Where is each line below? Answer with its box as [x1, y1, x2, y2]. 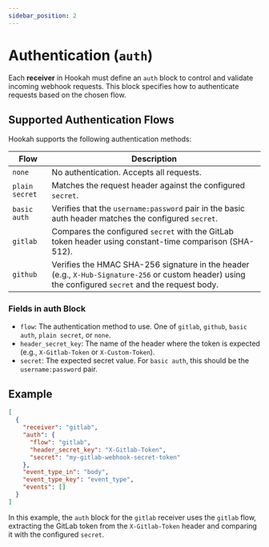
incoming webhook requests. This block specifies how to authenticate [8, 81, 239, 91]
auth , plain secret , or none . [19, 330, 111, 339]
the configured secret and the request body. [51, 279, 219, 290]
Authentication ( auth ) [8, 46, 154, 64]
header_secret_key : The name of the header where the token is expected [19, 338, 260, 348]
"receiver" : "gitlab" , [22, 423, 98, 432]
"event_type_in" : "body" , [22, 468, 110, 476]
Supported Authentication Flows [8, 113, 175, 127]
